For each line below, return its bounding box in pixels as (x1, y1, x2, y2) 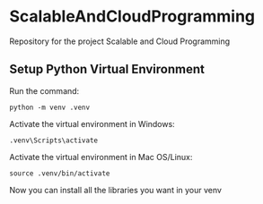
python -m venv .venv (9, 103, 91, 112)
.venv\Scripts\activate (9, 136, 99, 145)
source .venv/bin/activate (9, 168, 110, 178)
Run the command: (9, 85, 80, 96)
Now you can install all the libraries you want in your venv (9, 184, 223, 195)
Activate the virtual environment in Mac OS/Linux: (9, 151, 193, 162)
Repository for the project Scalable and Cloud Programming (9, 36, 231, 47)
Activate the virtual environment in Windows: (9, 118, 175, 129)
